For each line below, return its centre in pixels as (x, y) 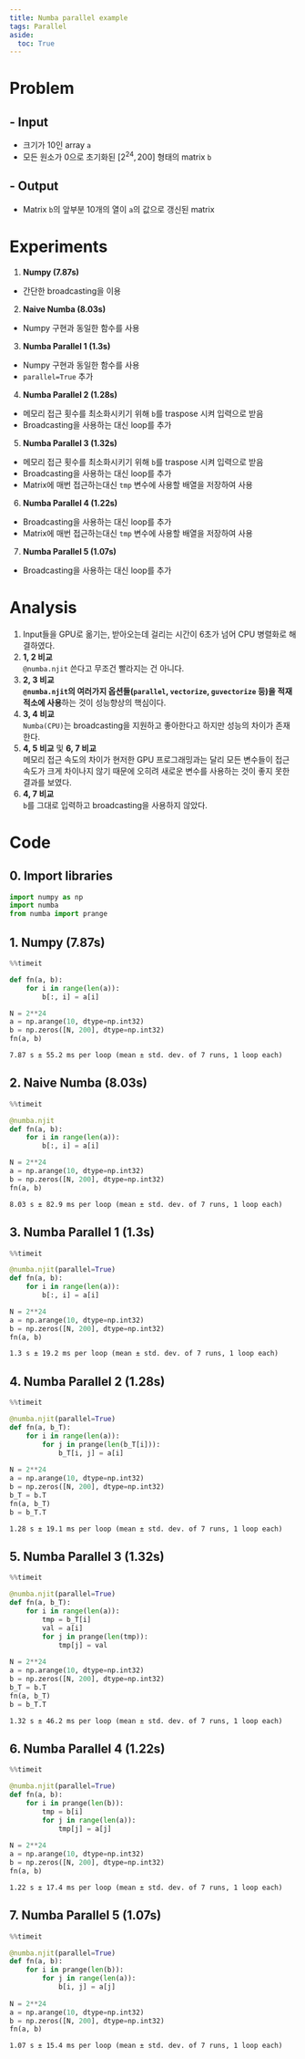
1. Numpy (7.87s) (57, 942)
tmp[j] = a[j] (85, 1829)
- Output (34, 187)
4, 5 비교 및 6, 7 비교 (60, 748)
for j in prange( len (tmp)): (95, 1637)
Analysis (43, 607)
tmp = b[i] (63, 1812)
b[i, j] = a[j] (87, 1987)
